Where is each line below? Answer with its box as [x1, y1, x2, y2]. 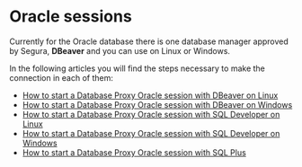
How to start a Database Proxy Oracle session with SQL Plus [22, 146, 247, 158]
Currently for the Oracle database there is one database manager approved [9, 36, 289, 47]
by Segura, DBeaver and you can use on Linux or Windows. [9, 45, 231, 56]
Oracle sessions [9, 6, 132, 27]
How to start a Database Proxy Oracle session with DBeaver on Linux [22, 90, 279, 101]
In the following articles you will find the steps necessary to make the [9, 63, 265, 74]
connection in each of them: [9, 72, 114, 83]
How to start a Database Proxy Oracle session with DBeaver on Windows [22, 99, 293, 110]
